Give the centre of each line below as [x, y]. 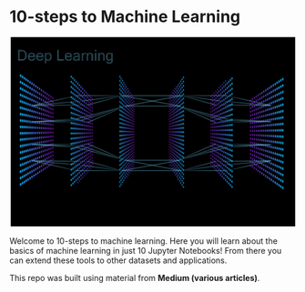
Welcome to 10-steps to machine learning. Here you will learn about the [143, 241]
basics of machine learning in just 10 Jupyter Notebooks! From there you [146, 250]
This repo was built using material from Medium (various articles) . [135, 277]
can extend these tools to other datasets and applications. [118, 260]
